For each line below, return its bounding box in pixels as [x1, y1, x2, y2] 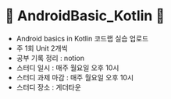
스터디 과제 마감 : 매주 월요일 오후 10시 [16, 72, 134, 82]
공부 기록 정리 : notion [16, 53, 85, 62]
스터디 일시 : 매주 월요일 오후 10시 [16, 62, 119, 72]
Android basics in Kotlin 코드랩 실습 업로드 [16, 34, 149, 43]
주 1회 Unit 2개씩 [16, 43, 69, 53]
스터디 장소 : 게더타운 [16, 82, 81, 92]
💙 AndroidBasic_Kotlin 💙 [5, 7, 166, 25]
